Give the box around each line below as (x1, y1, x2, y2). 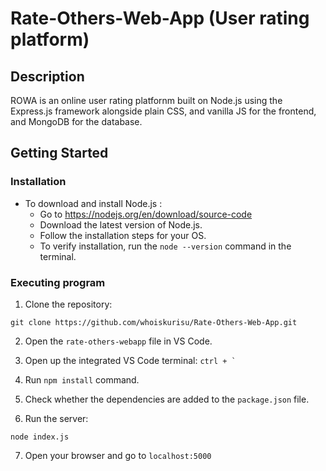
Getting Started (10, 145, 109, 162)
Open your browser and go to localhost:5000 (24, 449, 212, 461)
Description (10, 68, 85, 85)
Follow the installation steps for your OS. (39, 229, 207, 241)
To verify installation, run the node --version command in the (39, 240, 292, 252)
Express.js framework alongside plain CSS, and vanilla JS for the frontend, (10, 105, 317, 117)
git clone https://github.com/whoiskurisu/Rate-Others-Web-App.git (10, 317, 298, 327)
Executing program (10, 275, 106, 289)
